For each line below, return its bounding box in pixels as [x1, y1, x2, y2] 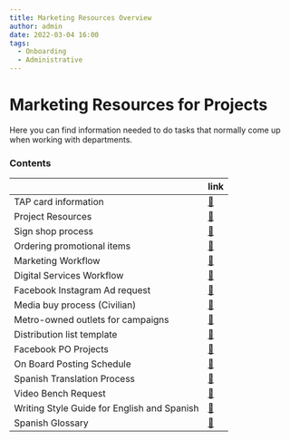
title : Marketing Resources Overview [9, 13, 152, 23]
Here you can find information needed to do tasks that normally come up [9, 124, 281, 135]
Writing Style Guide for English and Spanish [14, 402, 199, 415]
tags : [9, 38, 30, 48]
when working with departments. [9, 133, 133, 145]
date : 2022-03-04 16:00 [9, 30, 100, 39]
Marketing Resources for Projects [9, 94, 268, 115]
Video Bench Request [14, 387, 106, 400]
